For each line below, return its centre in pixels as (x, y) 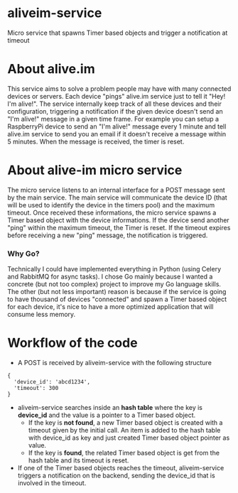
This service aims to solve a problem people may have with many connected (119, 88)
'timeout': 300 (36, 389)
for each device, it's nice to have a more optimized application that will (110, 307)
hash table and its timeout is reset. (79, 460)
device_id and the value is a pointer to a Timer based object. (107, 415)
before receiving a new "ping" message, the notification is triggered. (108, 235)
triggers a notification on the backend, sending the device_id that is (116, 476)
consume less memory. (42, 315)
